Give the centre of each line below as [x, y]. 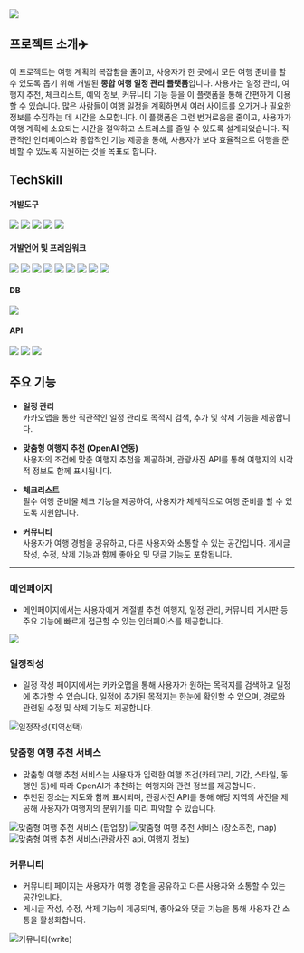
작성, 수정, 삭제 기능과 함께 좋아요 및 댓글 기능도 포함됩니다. [127, 554]
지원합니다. [59, 512]
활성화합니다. [62, 920]
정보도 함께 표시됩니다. [72, 471]
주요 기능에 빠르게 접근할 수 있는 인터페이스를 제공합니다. [123, 621]
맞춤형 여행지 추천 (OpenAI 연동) [80, 448]
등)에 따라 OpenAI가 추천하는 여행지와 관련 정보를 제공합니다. [147, 786]
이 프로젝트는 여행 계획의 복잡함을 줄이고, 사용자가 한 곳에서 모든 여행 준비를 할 [148, 71]
